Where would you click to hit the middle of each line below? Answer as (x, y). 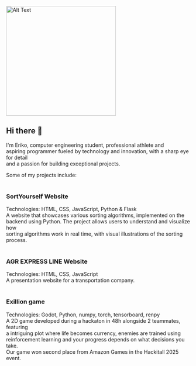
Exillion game (25, 302)
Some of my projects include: (42, 175)
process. (17, 240)
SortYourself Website (37, 196)
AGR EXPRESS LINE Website (47, 261)
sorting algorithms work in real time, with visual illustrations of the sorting (94, 234)
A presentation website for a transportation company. (71, 281)
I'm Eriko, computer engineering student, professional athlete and (85, 145)
